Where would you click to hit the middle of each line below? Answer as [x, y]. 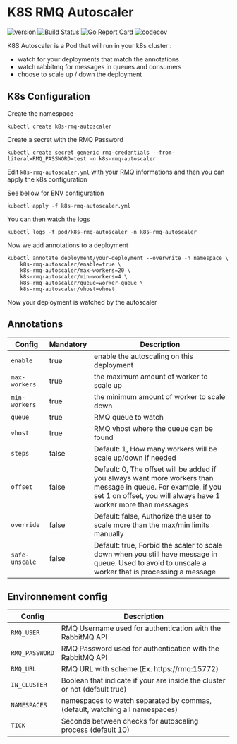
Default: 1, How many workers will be [156, 449]
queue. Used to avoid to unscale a [150, 562]
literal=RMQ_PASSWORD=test [47, 159]
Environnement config [57, 597]
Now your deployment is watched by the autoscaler [82, 302]
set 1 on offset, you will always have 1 [157, 495]
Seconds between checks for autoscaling [130, 721]
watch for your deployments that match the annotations [98, 59]
